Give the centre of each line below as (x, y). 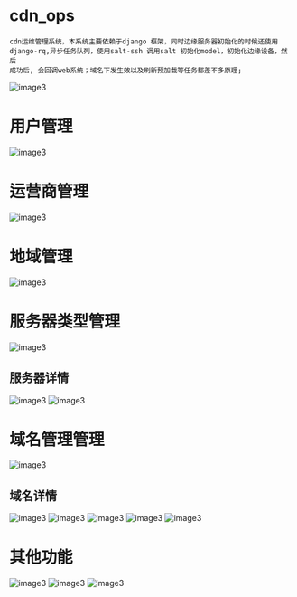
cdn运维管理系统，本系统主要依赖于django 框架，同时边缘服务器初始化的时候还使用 (144, 42)
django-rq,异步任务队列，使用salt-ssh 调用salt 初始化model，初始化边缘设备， (145, 51)
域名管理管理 (57, 439)
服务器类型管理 (65, 321)
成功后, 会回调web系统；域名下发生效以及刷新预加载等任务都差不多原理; (125, 70)
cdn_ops (42, 16)
